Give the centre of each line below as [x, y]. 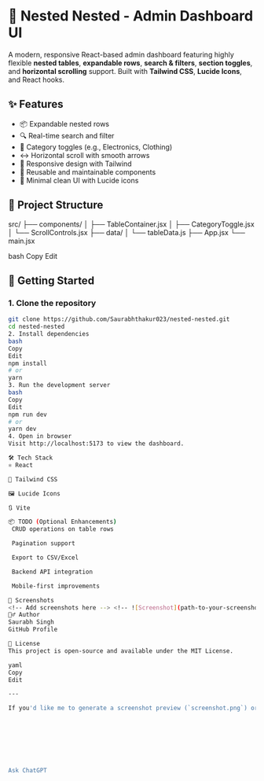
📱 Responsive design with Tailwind [75, 164]
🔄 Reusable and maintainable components [88, 171]
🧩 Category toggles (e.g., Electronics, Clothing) [96, 147]
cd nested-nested [37, 327]
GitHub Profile [33, 630]
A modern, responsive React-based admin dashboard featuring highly [121, 54]
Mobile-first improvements [56, 586]
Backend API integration [52, 572]
